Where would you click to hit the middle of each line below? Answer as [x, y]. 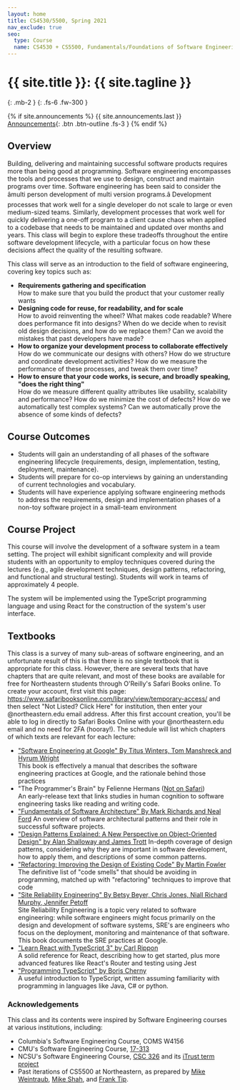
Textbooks [31, 636]
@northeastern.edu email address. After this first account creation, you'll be [119, 714]
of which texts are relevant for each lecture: [72, 737]
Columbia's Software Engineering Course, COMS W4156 [101, 1041]
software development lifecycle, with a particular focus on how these [109, 242]
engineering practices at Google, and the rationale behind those [111, 774]
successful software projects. [61, 826]
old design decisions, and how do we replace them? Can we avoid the [120, 331]
